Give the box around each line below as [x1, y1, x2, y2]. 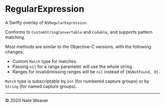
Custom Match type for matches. [12, 58, 78, 64]
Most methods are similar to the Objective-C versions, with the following [5, 43, 151, 49]
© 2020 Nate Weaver [5, 97, 49, 103]
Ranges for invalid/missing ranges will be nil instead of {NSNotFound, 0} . [12, 68, 160, 74]
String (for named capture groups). [5, 83, 77, 89]
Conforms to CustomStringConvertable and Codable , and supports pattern [5, 29, 153, 35]
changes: [5, 49, 24, 55]
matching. [5, 34, 26, 40]
